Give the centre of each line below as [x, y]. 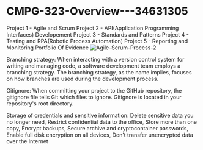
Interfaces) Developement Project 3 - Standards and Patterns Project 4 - [98, 34]
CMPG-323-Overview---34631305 [97, 11]
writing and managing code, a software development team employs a [94, 66]
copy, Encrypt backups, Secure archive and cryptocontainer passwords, [97, 128]
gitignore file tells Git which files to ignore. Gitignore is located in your [94, 97]
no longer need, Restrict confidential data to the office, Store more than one [102, 122]
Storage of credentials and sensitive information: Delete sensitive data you [100, 115]
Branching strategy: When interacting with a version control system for [95, 59]
